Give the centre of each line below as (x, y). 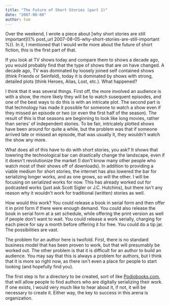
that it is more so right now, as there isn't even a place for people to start (81, 261)
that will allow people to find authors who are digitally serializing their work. (84, 282)
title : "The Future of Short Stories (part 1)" (57, 10)
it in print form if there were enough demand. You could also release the (80, 208)
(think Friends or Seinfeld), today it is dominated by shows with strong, (79, 76)
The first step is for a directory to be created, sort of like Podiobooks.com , (83, 277)
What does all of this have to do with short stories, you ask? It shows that (82, 150)
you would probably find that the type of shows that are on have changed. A (85, 65)
